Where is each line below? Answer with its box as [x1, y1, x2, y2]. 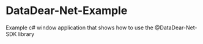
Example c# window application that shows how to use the [6, 24, 153, 31]
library [18, 30, 35, 37]
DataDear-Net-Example [6, 4, 128, 18]
